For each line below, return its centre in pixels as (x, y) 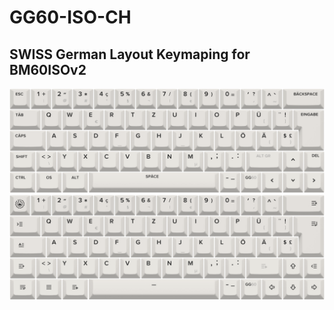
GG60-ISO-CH (70, 17)
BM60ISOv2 (48, 69)
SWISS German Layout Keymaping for (130, 54)
